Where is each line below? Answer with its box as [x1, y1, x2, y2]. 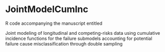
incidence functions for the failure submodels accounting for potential [5, 35, 152, 41]
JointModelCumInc [5, 4, 88, 15]
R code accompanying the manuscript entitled [5, 20, 103, 26]
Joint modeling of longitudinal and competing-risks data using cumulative [5, 30, 160, 36]
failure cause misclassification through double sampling [5, 40, 123, 46]
